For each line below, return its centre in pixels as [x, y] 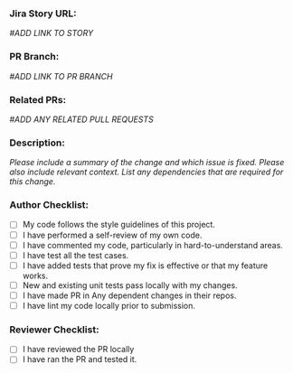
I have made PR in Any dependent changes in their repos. [129, 295]
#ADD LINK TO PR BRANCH [61, 76]
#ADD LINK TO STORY [51, 33]
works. [35, 275]
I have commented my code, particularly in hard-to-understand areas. [152, 245]
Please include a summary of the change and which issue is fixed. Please [147, 163]
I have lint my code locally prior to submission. [109, 305]
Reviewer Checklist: [54, 330]
